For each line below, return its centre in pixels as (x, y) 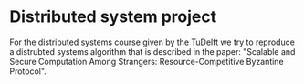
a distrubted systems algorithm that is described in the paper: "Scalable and (152, 51)
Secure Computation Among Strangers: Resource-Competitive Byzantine (147, 61)
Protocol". (28, 71)
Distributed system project (113, 17)
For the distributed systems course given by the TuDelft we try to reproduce (152, 42)
